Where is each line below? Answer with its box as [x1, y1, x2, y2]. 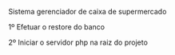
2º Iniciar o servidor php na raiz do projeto [8, 37, 148, 47]
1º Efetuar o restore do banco [8, 22, 105, 31]
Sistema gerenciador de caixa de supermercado [8, 7, 167, 16]
